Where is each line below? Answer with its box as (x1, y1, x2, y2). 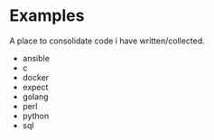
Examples (9, 5, 85, 26)
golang (22, 91, 49, 102)
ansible (22, 52, 50, 63)
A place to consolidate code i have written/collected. (9, 35, 205, 46)
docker (22, 71, 50, 82)
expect (22, 81, 49, 92)
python (22, 110, 50, 121)
